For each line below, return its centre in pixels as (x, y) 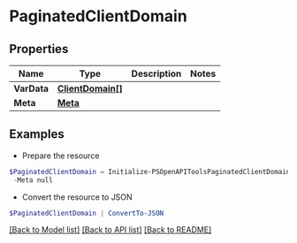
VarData (31, 88)
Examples (37, 134)
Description (156, 74)
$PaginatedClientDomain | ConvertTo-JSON (87, 213)
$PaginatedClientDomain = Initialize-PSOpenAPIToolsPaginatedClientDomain (150, 171)
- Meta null (33, 180)
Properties (39, 49)
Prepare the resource (61, 156)
